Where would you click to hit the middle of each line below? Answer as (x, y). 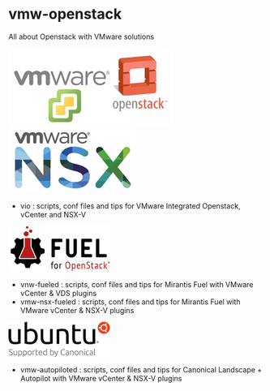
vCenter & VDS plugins (58, 293)
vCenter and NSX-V (53, 214)
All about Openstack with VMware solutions (81, 37)
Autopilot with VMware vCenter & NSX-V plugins (101, 378)
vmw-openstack (65, 14)
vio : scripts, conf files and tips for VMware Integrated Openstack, (130, 206)
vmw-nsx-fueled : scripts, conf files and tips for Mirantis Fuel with (130, 302)
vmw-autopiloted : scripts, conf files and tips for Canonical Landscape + (141, 369)
